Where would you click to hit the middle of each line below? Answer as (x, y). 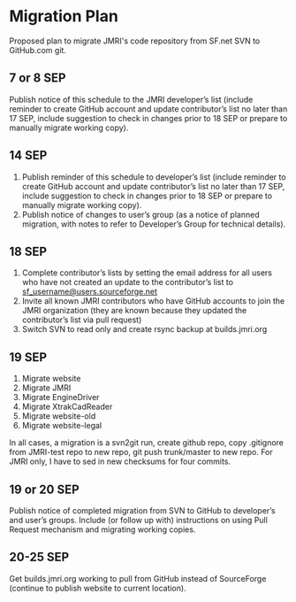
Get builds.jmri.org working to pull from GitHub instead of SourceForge (138, 578)
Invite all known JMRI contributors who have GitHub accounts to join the (153, 301)
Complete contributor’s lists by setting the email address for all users (147, 273)
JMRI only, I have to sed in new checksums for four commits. (120, 461)
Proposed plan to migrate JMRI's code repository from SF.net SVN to (135, 41)
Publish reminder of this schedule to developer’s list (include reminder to (154, 177)
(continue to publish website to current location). (98, 588)
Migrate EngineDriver (61, 397)
